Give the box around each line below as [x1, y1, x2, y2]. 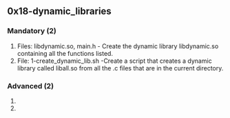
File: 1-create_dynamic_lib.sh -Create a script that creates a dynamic [17, 57, 212, 65]
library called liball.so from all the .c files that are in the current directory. [17, 63, 224, 72]
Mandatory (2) [7, 26, 56, 36]
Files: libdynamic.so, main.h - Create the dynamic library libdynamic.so [17, 41, 219, 50]
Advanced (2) [7, 81, 54, 90]
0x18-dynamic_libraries [7, 6, 112, 17]
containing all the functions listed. [17, 49, 114, 57]
